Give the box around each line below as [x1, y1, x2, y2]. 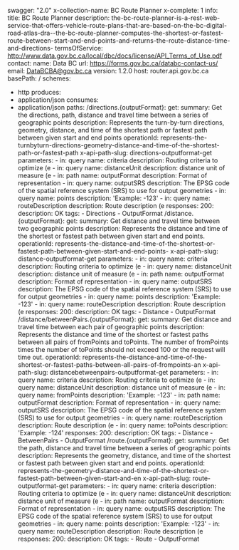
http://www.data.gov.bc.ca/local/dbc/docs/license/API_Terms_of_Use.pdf [7, 51, 223, 60]
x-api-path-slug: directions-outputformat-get [80, 149, 212, 157]
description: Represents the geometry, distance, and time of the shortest [17, 452, 231, 460]
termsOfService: [54, 44, 103, 52]
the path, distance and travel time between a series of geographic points [17, 444, 231, 452]
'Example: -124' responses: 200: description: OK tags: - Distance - [17, 429, 213, 437]
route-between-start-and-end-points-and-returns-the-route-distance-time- [7, 36, 230, 45]
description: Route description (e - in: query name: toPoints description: [17, 421, 228, 430]
